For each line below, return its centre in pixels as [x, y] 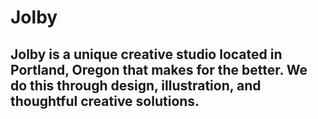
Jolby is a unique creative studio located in [146, 54]
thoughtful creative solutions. [105, 101]
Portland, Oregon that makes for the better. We [159, 69]
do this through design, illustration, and [136, 85]
